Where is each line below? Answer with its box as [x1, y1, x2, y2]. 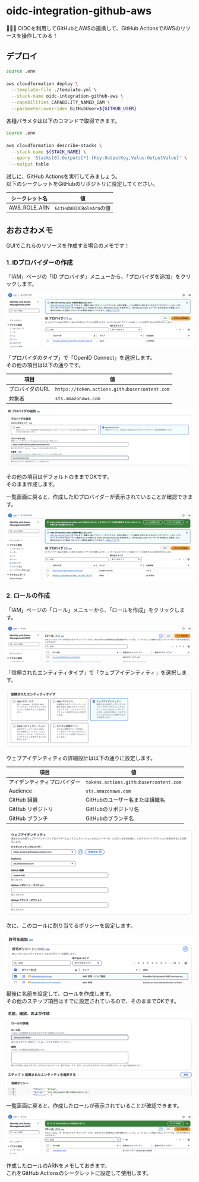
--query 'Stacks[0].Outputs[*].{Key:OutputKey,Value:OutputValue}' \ [11, 155, 187, 161]
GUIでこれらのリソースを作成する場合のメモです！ [6, 242, 129, 250]
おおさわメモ [6, 225, 53, 235]
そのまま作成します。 [6, 481, 58, 488]
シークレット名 [11, 195, 48, 202]
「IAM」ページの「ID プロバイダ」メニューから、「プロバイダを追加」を [6, 273, 181, 280]
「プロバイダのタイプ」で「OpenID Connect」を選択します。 [6, 354, 156, 361]
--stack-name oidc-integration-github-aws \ [11, 93, 124, 99]
